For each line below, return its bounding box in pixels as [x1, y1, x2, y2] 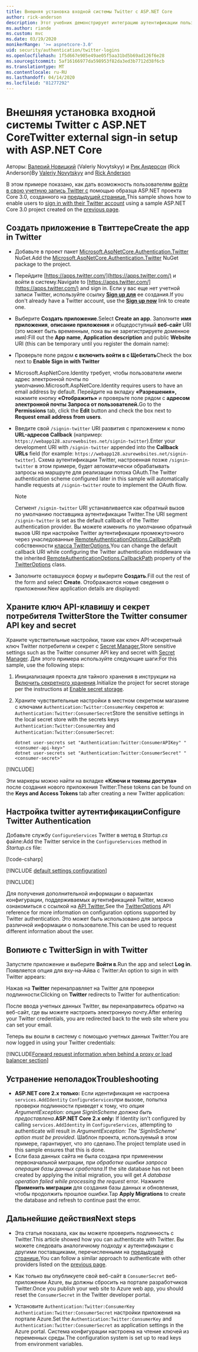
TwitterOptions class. [14, 560, 67, 568]
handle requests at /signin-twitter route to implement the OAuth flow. [14, 481, 187, 488]
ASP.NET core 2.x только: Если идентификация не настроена [14, 1090, 170, 1096]
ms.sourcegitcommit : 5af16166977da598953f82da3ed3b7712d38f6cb [6, 58, 165, 64]
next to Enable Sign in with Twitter [14, 357, 100, 364]
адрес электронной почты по [14, 375, 89, 382]
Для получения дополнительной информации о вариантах [6, 890, 153, 897]
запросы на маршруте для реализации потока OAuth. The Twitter [14, 469, 177, 476]
